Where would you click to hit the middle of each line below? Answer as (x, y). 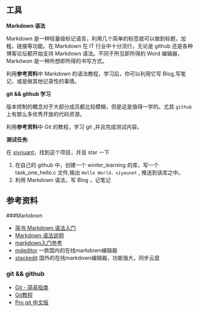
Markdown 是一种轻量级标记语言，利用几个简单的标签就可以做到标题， (94, 38)
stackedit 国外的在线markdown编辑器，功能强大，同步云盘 (87, 258)
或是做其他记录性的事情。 (48, 81)
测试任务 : (18, 140)
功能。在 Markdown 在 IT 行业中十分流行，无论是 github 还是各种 (112, 46)
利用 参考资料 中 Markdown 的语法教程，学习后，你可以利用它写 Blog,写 (94, 74)
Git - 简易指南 (32, 287)
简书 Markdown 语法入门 (45, 228)
